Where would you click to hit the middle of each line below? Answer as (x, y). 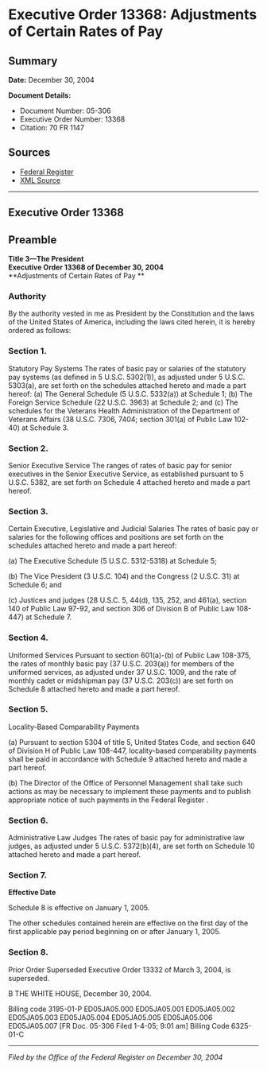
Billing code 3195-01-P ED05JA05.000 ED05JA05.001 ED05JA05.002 (122, 1009)
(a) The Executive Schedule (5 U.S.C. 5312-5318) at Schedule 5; (112, 561)
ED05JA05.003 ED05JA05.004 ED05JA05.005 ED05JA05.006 (110, 1017)
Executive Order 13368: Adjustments (133, 15)
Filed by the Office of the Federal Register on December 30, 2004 (116, 1057)
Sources (29, 153)
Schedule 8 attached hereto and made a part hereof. (94, 688)
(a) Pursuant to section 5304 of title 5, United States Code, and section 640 (132, 742)
